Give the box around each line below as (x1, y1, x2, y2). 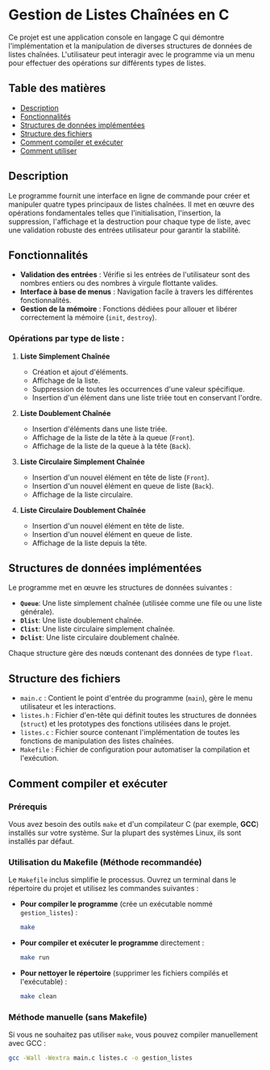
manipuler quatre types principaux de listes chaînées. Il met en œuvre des (8, 199, 255, 209)
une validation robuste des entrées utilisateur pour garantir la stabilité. (8, 224, 241, 235)
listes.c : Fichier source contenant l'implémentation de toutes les (19, 728, 240, 737)
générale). (19, 607, 55, 617)
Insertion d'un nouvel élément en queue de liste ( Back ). (31, 480, 214, 490)
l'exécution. (19, 753, 59, 763)
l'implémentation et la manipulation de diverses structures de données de (8, 40, 252, 50)
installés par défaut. (8, 836, 75, 846)
